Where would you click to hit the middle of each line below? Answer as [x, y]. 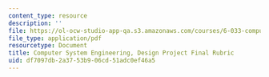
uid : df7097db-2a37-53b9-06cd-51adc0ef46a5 [82, 61]
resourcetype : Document [48, 46]
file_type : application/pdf [55, 38]
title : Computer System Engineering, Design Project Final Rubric [121, 53]
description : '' [35, 23]
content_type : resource [48, 16]
